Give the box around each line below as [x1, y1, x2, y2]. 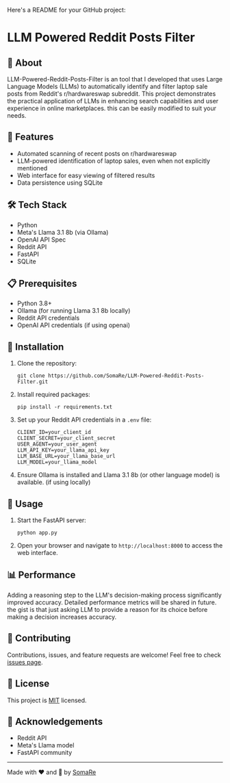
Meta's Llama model [16, 741, 75, 749]
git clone [16, 372, 46, 379]
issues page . [7, 658, 43, 666]
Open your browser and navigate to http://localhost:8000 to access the [16, 541, 223, 550]
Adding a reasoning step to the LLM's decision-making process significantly [7, 591, 222, 599]
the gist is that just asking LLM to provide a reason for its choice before [7, 605, 208, 613]
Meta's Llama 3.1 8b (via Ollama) [16, 228, 109, 236]
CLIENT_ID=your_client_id [16, 429, 91, 436]
